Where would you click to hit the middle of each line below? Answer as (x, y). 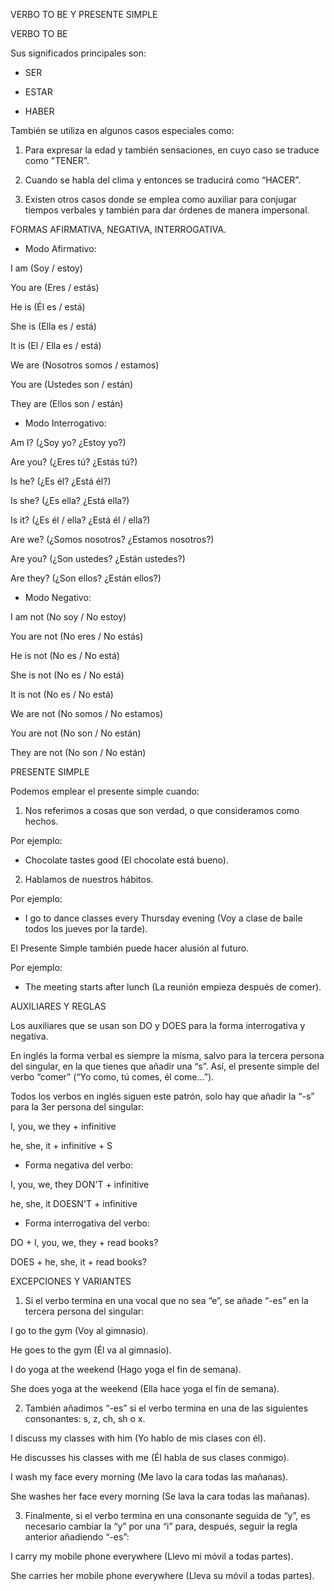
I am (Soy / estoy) (46, 268)
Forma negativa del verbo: (79, 1165)
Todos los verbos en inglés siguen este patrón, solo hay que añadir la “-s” (162, 1096)
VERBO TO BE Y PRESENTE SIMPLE (84, 14)
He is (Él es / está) (48, 307)
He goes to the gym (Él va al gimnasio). (91, 1350)
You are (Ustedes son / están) (72, 384)
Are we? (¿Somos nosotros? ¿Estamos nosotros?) (112, 539)
